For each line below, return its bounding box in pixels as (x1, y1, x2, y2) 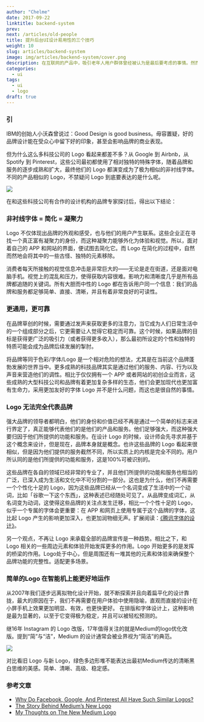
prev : (6, 26, 20, 32)
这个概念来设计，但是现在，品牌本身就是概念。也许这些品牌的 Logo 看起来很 (6, 440, 198, 447)
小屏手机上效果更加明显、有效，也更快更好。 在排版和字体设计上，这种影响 (6, 605, 194, 612)
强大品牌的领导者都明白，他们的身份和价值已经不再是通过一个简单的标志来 (6, 418, 192, 425)
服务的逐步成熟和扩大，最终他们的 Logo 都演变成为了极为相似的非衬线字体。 (6, 166, 198, 173)
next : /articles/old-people (6, 32, 78, 38)
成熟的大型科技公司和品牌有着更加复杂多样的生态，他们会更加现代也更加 (11, 378, 192, 385)
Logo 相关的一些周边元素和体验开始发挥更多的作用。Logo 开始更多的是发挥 (6, 542, 194, 550)
